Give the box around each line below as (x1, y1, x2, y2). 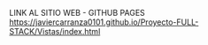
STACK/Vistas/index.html (9, 26, 101, 36)
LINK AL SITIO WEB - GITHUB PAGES (9, 8, 146, 18)
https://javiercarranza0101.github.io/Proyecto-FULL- (9, 17, 199, 27)
